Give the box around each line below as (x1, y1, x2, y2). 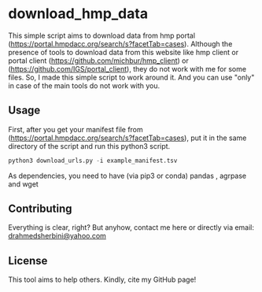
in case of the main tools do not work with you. (8, 80, 160, 91)
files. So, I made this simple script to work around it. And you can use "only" (8, 72, 255, 82)
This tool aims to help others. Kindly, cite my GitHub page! (8, 275, 197, 284)
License (8, 253, 48, 268)
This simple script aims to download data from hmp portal (8, 31, 195, 40)
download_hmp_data (8, 5, 148, 23)
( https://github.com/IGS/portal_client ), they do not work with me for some (8, 64, 246, 73)
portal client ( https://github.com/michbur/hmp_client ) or (8, 56, 189, 65)
